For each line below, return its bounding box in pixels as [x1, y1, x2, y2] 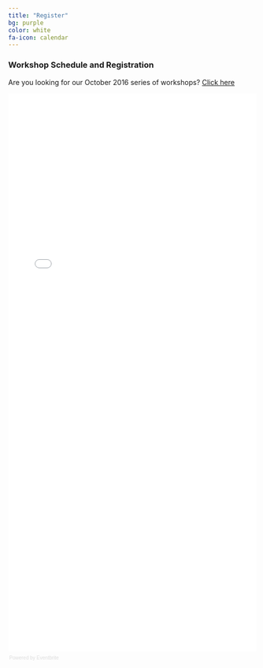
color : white [8, 26, 51, 34]
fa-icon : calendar [8, 33, 69, 42]
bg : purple [8, 19, 44, 27]
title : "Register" [8, 11, 69, 20]
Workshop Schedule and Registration [8, 60, 154, 71]
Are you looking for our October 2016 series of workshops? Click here [8, 77, 235, 87]
